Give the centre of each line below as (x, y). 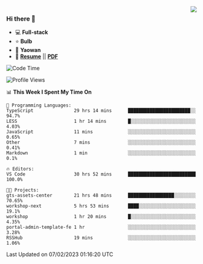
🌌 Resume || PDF (37, 56)
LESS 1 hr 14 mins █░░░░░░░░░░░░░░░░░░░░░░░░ (101, 121)
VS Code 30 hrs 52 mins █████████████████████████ (101, 174)
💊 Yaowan (28, 50)
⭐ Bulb (24, 41)
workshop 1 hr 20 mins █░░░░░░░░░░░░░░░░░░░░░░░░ (101, 217)
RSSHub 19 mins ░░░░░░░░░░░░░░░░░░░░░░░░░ (101, 238)
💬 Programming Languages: (39, 105)
